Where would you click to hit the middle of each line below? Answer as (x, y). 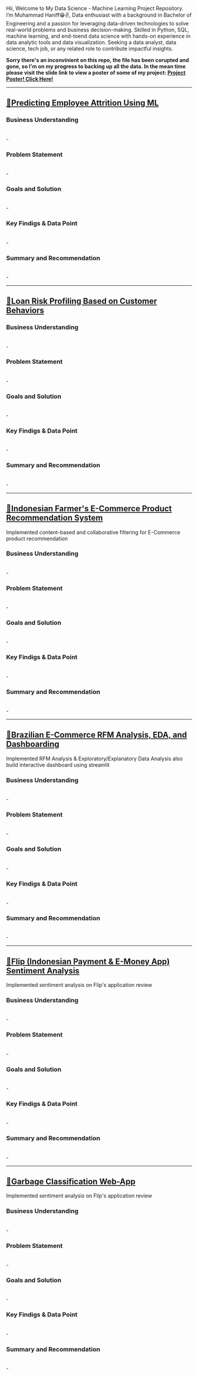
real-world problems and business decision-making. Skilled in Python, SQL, (98, 30)
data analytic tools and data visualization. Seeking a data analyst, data (91, 42)
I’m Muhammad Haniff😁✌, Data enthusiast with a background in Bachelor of (99, 15)
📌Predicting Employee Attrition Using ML (82, 103)
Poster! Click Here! (30, 79)
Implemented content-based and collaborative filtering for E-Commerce (93, 532)
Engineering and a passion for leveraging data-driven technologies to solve (98, 23)
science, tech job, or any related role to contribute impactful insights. (90, 49)
